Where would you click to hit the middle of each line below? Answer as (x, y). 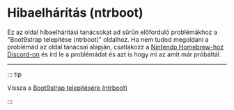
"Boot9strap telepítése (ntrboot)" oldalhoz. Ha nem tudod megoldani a (108, 39)
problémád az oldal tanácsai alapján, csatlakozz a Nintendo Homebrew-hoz (116, 47)
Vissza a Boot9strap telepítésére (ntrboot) (67, 88)
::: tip (15, 74)
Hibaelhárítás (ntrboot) (76, 13)
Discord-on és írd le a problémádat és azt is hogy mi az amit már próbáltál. (114, 54)
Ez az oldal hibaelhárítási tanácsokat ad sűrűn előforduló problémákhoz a (112, 32)
